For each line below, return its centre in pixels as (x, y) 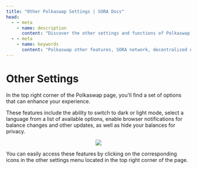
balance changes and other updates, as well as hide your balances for (91, 125)
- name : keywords (38, 45)
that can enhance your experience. (48, 101)
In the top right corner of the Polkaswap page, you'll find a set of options (94, 95)
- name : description (42, 28)
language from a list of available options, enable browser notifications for (94, 119)
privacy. (16, 131)
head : (13, 17)
